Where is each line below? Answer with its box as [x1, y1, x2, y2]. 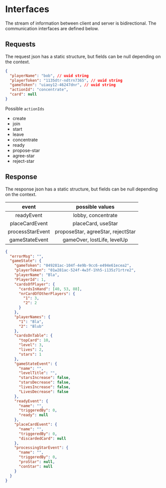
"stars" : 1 [18, 352, 42, 357]
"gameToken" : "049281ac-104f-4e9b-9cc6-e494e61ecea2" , [14, 263, 132, 268]
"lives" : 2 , [18, 347, 44, 352]
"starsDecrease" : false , [18, 380, 71, 385]
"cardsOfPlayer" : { [14, 281, 55, 287]
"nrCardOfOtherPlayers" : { [18, 291, 75, 296]
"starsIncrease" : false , [18, 375, 71, 380]
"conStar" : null [18, 464, 53, 469]
